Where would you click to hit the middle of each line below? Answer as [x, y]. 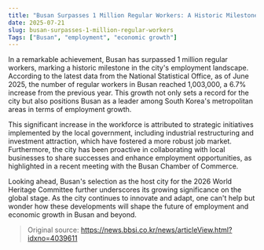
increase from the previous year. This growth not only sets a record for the [128, 93]
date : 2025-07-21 [37, 23]
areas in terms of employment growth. [70, 110]
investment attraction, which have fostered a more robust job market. [120, 141]
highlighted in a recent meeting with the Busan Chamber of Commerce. [123, 166]
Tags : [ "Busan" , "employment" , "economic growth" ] [93, 37]
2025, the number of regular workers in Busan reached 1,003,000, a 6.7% [127, 85]
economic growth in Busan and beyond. [73, 215]
